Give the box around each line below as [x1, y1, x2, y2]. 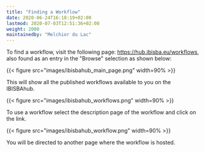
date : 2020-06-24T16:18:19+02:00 [6, 15, 92, 21]
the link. [6, 115, 26, 123]
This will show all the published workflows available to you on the [6, 79, 171, 86]
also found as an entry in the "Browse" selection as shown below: [6, 55, 172, 62]
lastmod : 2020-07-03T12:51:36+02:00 [6, 20, 100, 26]
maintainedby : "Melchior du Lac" [6, 32, 92, 38]
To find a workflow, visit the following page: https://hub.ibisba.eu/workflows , [6, 48, 199, 56]
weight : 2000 [6, 26, 40, 32]
